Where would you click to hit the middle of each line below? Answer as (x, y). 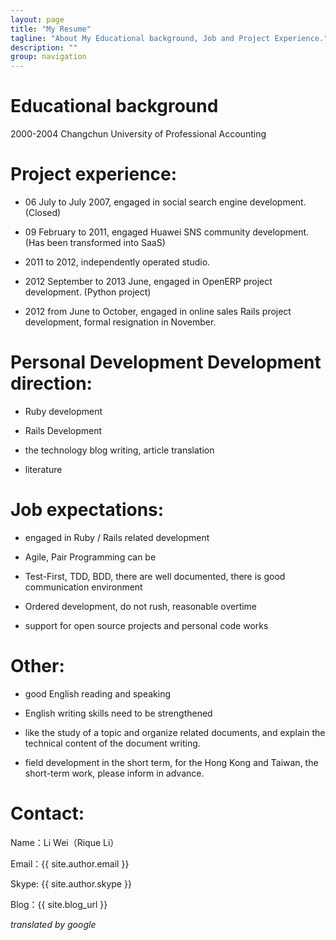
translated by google (53, 924)
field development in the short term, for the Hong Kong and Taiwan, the (171, 762)
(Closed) (43, 212)
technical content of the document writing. (112, 743)
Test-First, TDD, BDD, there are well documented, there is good (155, 576)
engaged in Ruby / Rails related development (117, 537)
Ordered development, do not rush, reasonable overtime (141, 606)
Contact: (47, 813)
